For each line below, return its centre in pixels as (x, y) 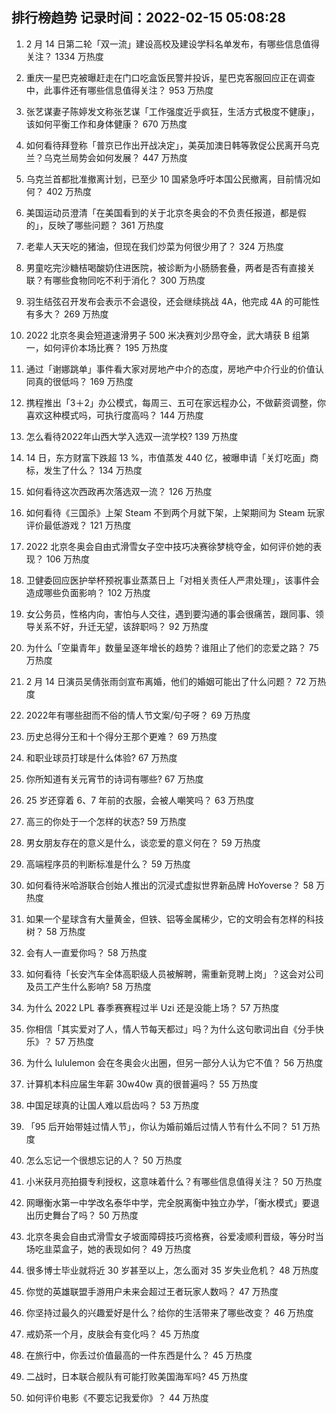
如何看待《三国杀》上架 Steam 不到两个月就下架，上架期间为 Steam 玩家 (175, 512)
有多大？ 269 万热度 (67, 314)
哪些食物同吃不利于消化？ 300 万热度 (129, 280)
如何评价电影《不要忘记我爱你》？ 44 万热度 (117, 1397)
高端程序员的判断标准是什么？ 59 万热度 (108, 864)
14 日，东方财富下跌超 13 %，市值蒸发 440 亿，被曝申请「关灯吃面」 (168, 457)
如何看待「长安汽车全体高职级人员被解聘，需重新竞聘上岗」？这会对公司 (174, 974)
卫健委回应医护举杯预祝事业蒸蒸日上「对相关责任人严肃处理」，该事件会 (172, 580)
